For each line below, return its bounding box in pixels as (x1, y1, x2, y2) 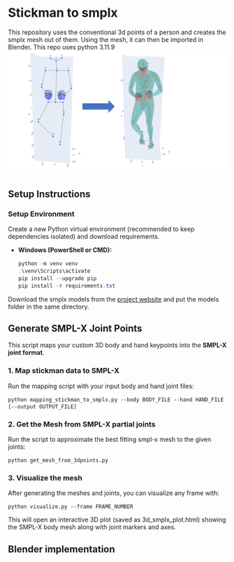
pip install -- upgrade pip (17, 274, 97, 282)
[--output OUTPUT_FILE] (8, 403, 78, 410)
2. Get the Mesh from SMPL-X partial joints (8, 419, 156, 429)
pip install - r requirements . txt (17, 282, 116, 289)
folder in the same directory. (8, 302, 89, 311)
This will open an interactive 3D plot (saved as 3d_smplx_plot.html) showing (8, 515, 226, 524)
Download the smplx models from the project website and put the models (8, 295, 219, 303)
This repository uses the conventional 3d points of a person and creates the (8, 28, 226, 36)
